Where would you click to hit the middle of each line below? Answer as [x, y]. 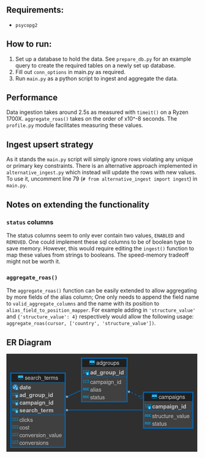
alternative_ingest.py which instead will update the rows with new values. [102, 172]
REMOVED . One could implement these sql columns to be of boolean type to [99, 242]
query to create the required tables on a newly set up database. [95, 65]
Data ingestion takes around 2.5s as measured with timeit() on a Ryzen [97, 112]
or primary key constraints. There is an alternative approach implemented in [102, 166]
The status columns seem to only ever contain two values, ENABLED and [95, 235]
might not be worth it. [33, 261]
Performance [32, 98]
